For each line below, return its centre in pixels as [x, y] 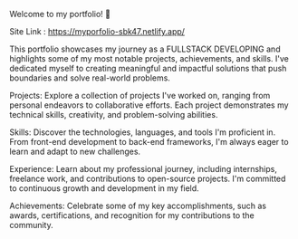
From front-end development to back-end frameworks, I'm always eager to [149, 142]
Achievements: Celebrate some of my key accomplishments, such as [138, 206]
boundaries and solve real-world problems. [90, 78]
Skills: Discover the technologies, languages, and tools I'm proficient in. [143, 132]
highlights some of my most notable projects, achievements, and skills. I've [149, 58]
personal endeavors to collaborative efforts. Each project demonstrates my [149, 105]
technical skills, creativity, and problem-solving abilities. [114, 115]
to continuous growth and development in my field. [104, 188]
